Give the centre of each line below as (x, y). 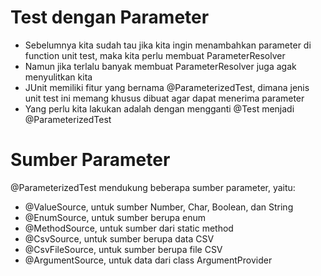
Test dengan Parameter (110, 17)
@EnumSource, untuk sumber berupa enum (115, 217)
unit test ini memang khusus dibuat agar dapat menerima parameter (164, 98)
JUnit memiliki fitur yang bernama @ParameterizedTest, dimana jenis (167, 87)
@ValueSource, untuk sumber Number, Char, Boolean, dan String (159, 207)
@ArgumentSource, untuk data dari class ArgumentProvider (148, 260)
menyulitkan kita (58, 77)
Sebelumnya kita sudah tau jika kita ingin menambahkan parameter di (168, 45)
